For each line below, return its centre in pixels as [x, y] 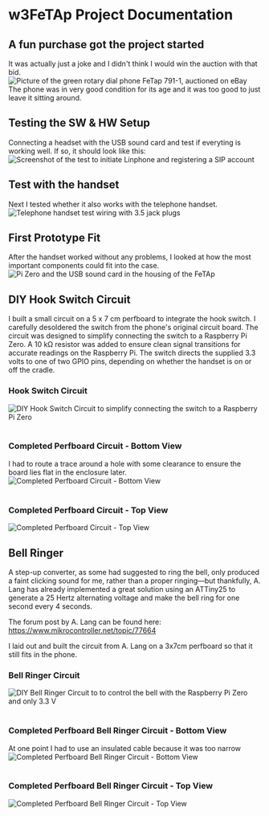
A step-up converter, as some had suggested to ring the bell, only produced [134, 572]
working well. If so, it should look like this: [77, 151]
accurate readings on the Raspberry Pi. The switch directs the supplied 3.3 [132, 353]
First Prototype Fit [55, 238]
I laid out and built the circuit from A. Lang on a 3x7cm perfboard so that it [130, 646]
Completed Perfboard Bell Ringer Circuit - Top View [111, 786]
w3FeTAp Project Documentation [121, 15]
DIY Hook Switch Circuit [69, 299]
